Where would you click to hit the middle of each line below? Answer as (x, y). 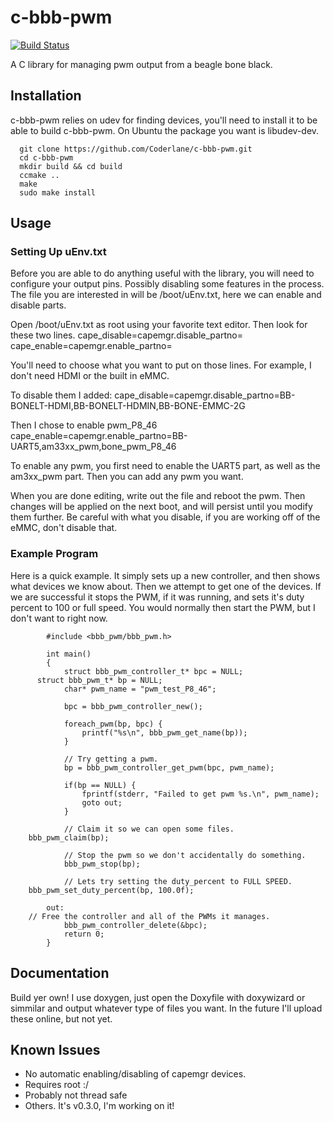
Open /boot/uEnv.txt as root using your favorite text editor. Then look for (159, 325)
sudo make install (58, 192)
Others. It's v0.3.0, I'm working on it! (99, 1106)
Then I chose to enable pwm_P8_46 (84, 425)
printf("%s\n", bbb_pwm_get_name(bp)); (164, 732)
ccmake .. (39, 175)
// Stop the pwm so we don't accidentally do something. (185, 855)
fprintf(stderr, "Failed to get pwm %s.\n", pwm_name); (200, 794)
